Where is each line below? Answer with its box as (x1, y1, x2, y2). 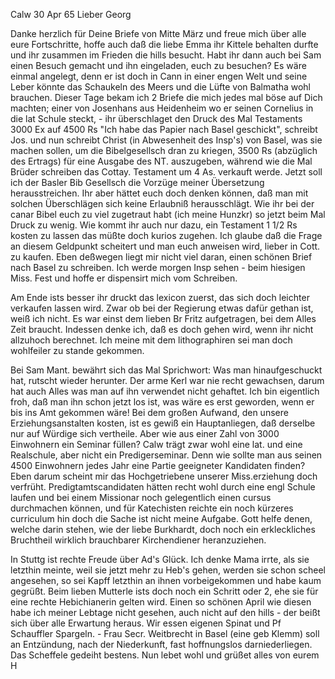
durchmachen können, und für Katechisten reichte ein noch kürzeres (10, 502, 294, 514)
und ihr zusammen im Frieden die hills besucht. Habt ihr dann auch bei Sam (10, 49, 322, 61)
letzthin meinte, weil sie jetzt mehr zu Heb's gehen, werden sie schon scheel (10, 564, 326, 576)
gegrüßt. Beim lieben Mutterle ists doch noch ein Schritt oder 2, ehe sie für (10, 585, 319, 597)
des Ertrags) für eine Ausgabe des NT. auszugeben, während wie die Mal (10, 155, 313, 167)
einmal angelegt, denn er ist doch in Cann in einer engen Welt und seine (10, 70, 308, 82)
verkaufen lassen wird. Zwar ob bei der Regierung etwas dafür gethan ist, (10, 302, 314, 314)
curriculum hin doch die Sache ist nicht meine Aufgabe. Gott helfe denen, (10, 513, 313, 524)
